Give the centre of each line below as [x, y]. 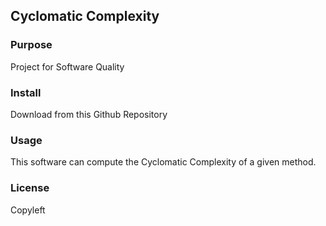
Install [26, 92]
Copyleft [28, 210]
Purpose [31, 45]
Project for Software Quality [67, 66]
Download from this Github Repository [89, 114]
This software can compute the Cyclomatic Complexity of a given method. [163, 162]
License [30, 188]
